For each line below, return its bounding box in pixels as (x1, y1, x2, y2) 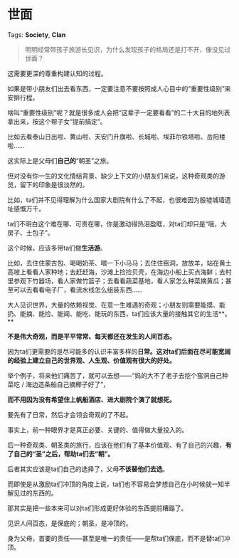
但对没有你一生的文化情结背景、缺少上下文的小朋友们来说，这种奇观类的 (7, 172, 219, 180)
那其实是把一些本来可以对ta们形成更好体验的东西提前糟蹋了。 (7, 503, 188, 512)
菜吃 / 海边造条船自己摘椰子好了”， (7, 380, 110, 389)
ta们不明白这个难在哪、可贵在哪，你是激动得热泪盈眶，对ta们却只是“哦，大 (7, 219, 228, 228)
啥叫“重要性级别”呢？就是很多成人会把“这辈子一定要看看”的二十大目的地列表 (7, 108, 230, 117)
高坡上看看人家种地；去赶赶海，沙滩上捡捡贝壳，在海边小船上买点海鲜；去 (7, 268, 225, 276)
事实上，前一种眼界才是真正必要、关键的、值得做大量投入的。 (7, 425, 188, 434)
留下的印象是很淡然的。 (19, 180, 89, 189)
